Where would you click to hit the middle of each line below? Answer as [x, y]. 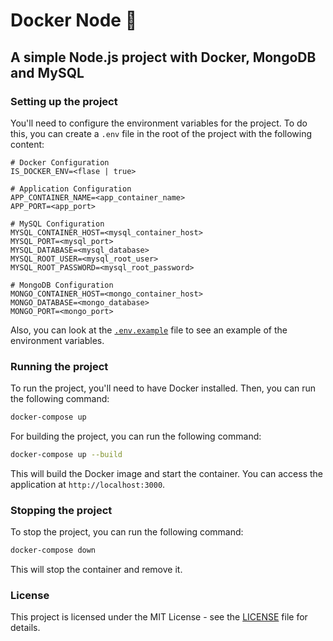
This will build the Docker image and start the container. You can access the [167, 473]
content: [27, 144]
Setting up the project [64, 101]
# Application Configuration [71, 189]
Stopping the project [61, 510]
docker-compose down [53, 550]
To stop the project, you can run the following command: [127, 532]
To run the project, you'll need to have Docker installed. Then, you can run [163, 388]
